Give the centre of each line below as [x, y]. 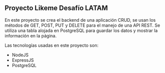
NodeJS [20, 55]
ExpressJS [23, 60]
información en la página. [31, 36]
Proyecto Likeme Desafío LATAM [56, 8]
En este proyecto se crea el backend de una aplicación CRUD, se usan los [80, 20]
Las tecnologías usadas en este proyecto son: [52, 45]
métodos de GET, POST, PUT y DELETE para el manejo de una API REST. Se [82, 25]
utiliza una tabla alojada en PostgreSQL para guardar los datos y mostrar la [81, 30]
